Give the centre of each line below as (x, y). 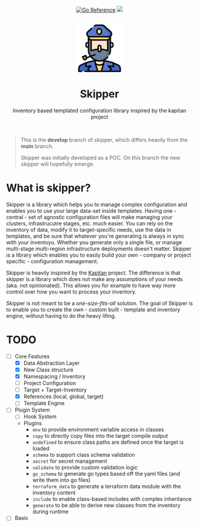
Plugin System (32, 410)
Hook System (40, 416)
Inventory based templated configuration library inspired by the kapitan (99, 111)
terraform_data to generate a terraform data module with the (107, 487)
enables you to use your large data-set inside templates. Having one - (91, 210)
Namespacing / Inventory (54, 376)
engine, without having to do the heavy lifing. (61, 315)
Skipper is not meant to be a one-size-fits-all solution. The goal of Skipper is (99, 303)
